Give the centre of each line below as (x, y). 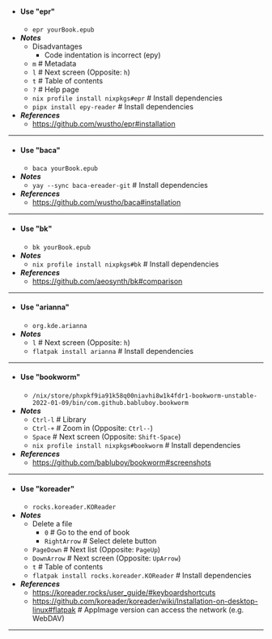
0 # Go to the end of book (87, 532)
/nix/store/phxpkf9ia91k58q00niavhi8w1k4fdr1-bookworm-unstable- (144, 396)
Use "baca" (40, 150)
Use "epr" (37, 11)
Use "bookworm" (50, 377)
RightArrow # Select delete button (100, 541)
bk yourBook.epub (62, 247)
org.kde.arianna (59, 326)
